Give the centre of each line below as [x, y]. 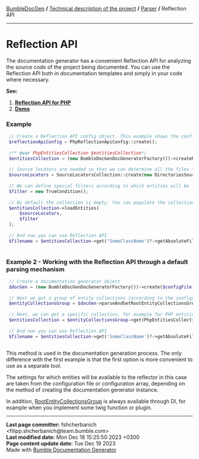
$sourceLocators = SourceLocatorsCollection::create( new [80, 175]
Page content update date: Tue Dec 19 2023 [61, 444]
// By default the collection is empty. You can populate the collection [102, 203]
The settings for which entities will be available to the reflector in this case [97, 377]
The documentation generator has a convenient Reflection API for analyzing [99, 60]
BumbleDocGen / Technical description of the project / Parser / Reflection [96, 9]
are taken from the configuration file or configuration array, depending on [96, 384]
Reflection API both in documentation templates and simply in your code [94, 73]
